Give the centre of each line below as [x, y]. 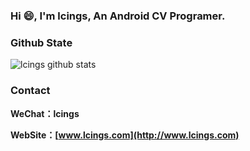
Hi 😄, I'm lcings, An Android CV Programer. [118, 16]
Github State [41, 42]
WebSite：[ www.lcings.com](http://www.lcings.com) [125, 135]
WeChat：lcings [45, 113]
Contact [30, 91]
